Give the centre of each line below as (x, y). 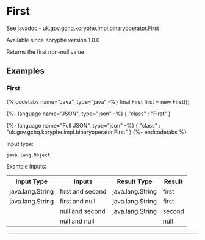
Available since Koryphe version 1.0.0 (53, 40)
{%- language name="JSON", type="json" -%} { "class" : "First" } (88, 114)
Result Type (135, 181)
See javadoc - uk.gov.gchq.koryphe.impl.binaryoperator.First (83, 28)
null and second (83, 211)
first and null (78, 201)
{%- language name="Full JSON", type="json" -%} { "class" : (83, 125)
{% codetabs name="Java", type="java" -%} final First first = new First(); (98, 101)
